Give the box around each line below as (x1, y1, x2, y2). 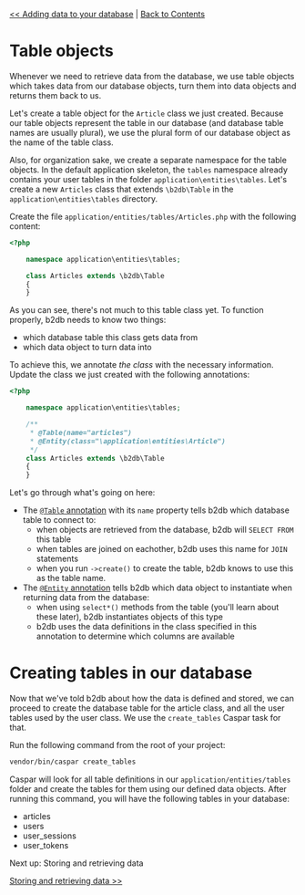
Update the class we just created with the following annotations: (9, 369, 250, 380)
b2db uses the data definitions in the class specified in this (36, 621, 258, 632)
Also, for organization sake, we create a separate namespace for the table (9, 154, 287, 165)
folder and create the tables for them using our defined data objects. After (9, 784, 287, 794)
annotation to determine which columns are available (36, 630, 235, 642)
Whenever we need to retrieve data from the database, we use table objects (9, 70, 295, 81)
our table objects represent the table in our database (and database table (9, 117, 284, 128)
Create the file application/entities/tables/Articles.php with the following (9, 211, 297, 222)
